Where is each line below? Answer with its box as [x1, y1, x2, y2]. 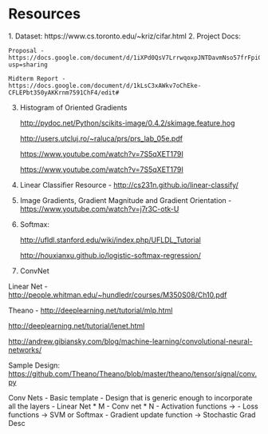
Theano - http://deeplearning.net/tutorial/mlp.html [8, 305, 173, 315]
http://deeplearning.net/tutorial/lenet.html [8, 321, 145, 330]
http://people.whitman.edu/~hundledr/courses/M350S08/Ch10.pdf [8, 289, 227, 300]
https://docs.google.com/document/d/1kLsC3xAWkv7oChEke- [8, 82, 202, 90]
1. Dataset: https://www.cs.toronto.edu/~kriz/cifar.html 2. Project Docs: [8, 31, 242, 41]
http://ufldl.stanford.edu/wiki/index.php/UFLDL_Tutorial [19, 235, 201, 245]
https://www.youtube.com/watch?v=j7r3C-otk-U [19, 204, 179, 213]
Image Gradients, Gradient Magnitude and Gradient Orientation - [19, 195, 232, 205]
